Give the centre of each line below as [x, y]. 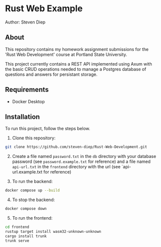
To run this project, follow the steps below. [48, 129]
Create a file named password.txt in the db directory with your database [84, 157]
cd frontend [17, 227]
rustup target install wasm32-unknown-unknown [53, 231]
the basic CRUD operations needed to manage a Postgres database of [76, 69]
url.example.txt [27, 172]
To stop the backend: [33, 200]
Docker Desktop [28, 101]
